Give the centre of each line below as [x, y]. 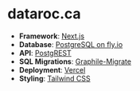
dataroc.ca [44, 14]
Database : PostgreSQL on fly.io [71, 44]
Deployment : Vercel [52, 69]
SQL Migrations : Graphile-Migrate [75, 61]
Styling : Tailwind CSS [54, 78]
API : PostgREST [45, 53]
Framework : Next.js [52, 36]
